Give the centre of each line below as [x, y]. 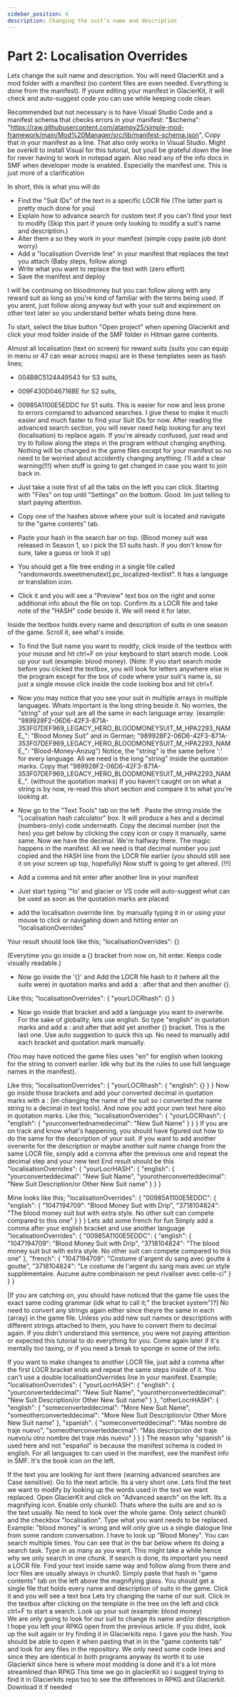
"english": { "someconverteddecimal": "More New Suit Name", [99, 1408]
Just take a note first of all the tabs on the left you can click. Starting [118, 487]
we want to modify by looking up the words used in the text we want [108, 1490]
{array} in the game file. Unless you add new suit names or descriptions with [120, 1318]
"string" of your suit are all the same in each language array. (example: [122, 713]
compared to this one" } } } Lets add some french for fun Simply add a [111, 1221]
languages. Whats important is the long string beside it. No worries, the [122, 706]
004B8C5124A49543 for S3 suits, [67, 377]
